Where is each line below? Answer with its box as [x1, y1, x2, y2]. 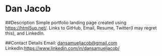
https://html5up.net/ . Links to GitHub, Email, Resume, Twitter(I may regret [5, 24, 157, 30]
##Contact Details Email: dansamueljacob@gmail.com [5, 39, 117, 45]
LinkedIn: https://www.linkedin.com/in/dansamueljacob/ [5, 45, 120, 51]
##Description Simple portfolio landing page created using [5, 19, 127, 25]
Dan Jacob [5, 3, 51, 14]
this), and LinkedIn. [5, 30, 45, 36]
